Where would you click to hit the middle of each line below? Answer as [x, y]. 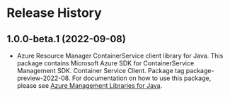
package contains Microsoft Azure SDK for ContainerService [105, 63]
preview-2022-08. [44, 78]
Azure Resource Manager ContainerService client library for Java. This [120, 56]
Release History [54, 13]
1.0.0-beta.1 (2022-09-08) [67, 39]
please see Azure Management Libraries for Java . [90, 85]
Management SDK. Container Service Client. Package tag [100, 71]
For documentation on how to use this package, [142, 78]
